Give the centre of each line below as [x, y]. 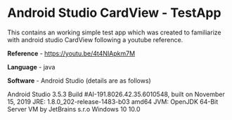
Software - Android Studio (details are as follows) [79, 80]
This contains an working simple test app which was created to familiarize [114, 32]
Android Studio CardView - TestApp [114, 13]
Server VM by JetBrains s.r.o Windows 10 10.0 [74, 109]
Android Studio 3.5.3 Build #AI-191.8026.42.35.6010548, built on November [116, 94]
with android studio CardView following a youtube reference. [95, 39]
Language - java [31, 67]
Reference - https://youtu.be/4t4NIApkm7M [71, 53]
